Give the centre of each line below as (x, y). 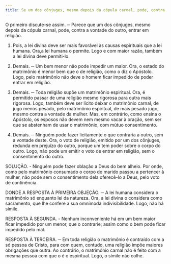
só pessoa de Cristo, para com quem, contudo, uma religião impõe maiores (84, 245)
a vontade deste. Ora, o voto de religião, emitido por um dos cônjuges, (87, 140)
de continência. (22, 182)
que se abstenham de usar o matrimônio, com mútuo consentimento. (85, 125)
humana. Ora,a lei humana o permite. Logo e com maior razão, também (87, 51)
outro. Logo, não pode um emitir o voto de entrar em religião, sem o (84, 151)
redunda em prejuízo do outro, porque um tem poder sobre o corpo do (87, 146)
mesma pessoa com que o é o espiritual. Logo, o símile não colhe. (75, 255)
